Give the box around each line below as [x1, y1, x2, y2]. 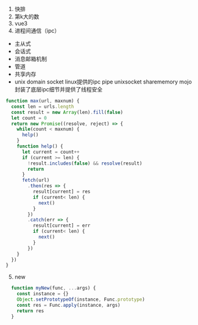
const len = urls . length [11, 103, 74, 110]
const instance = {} [16, 291, 69, 297]
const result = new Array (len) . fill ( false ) [11, 109, 123, 115]
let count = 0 [11, 115, 47, 121]
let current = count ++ [21, 149, 80, 155]
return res [16, 307, 44, 314]
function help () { [16, 143, 63, 149]
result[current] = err [32, 223, 91, 229]
